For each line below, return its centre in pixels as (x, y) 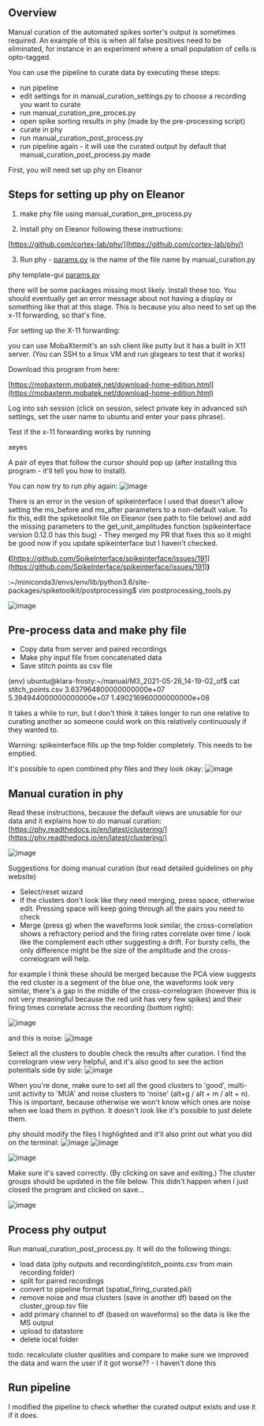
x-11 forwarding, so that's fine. (57, 315)
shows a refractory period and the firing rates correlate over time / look (135, 934)
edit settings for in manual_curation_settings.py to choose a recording (133, 96)
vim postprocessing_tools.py (185, 590)
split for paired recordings (61, 1281)
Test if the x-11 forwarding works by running (80, 432)
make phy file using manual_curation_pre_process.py (106, 214)
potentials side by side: (46, 1070)
